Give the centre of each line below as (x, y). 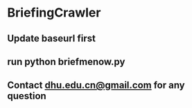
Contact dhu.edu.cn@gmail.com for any (96, 85)
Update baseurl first (51, 38)
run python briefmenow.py (66, 61)
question (27, 96)
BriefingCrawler (54, 13)
